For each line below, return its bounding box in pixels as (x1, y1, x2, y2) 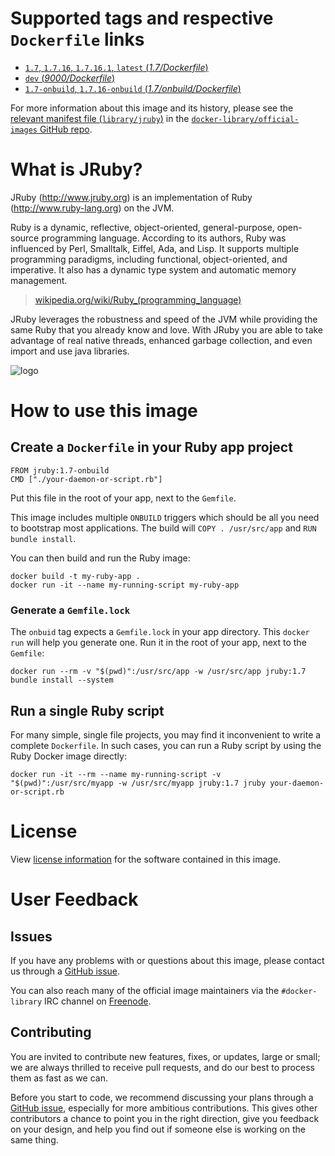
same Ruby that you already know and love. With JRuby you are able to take (10, 323, 324, 336)
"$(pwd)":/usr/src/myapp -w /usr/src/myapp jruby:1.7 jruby (10, 778, 267, 788)
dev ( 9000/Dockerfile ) (24, 72, 116, 84)
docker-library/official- (191, 114, 300, 124)
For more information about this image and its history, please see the (10, 102, 294, 114)
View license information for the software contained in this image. (10, 853, 282, 865)
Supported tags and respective (10, 7, 274, 30)
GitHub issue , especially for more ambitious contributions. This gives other (10, 1102, 318, 1114)
